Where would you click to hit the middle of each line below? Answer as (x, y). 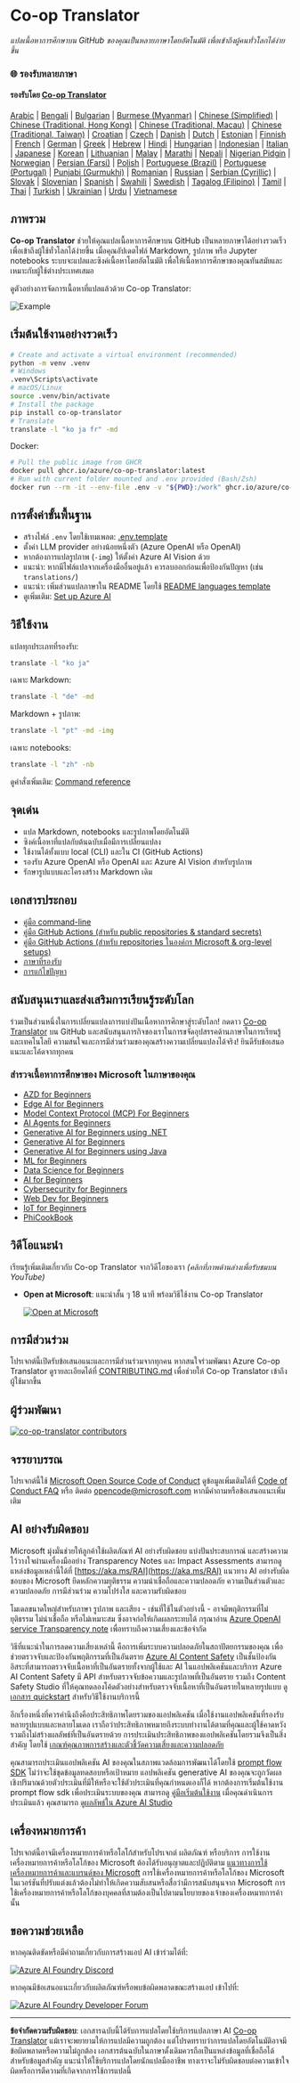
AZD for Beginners (57, 1094)
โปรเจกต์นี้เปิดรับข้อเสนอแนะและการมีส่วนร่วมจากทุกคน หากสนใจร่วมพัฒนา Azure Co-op (145, 1361)
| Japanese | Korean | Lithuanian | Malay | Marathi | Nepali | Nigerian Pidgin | (150, 153)
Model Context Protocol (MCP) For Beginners (106, 1113)
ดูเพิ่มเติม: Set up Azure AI (67, 596)
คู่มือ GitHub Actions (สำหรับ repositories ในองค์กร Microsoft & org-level (147, 941)
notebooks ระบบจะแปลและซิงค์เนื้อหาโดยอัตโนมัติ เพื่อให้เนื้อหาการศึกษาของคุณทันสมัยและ (146, 260)
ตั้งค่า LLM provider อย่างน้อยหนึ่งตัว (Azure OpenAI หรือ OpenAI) (132, 546)
